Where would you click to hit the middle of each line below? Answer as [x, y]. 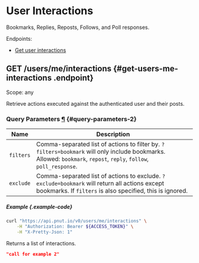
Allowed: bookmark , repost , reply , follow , [93, 159]
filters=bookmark [61, 152]
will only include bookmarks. [126, 152]
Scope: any [20, 92]
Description [113, 134]
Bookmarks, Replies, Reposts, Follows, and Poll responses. [78, 27]
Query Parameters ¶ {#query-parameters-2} [72, 119]
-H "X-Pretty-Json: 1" [45, 232]
